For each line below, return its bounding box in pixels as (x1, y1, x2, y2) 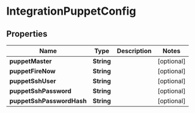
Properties (6, 29, 48, 39)
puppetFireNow (9, 67, 56, 75)
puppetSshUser (9, 77, 56, 85)
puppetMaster (9, 57, 52, 65)
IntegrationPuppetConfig (6, 4, 136, 18)
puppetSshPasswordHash (9, 97, 87, 105)
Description (117, 47, 152, 55)
